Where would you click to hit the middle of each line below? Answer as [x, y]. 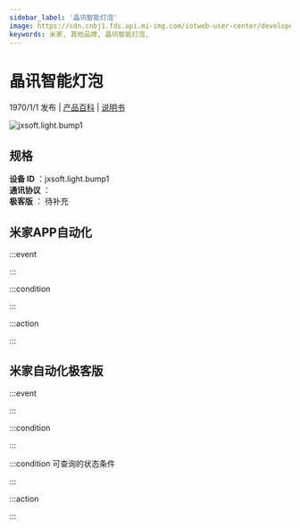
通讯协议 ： [30, 190]
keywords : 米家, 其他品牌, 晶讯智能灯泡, [79, 34]
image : [21, 26]
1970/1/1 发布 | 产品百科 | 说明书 [67, 107]
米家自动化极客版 [56, 371]
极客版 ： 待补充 [39, 201]
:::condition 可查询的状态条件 [62, 463]
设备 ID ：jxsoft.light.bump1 [59, 179]
